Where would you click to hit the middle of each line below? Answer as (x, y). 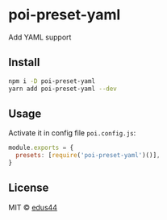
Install (24, 62)
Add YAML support (40, 37)
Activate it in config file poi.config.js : (72, 133)
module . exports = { (41, 148)
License (29, 188)
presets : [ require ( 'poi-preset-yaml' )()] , (88, 156)
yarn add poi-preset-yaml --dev (63, 89)
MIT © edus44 (33, 207)
